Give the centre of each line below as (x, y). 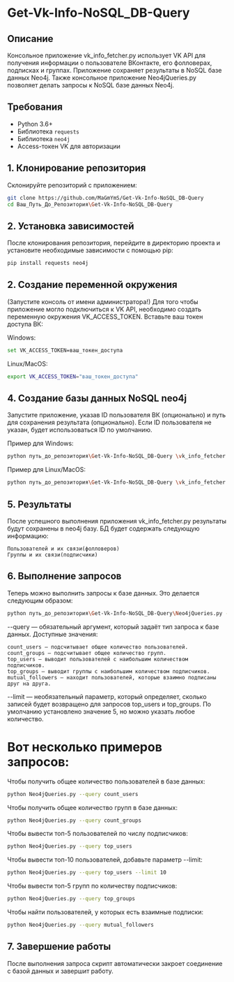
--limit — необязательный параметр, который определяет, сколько (107, 696)
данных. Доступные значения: (53, 634)
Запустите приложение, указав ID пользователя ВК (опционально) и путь (117, 415)
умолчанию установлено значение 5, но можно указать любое (101, 712)
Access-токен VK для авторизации (69, 146)
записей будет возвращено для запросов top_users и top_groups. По (109, 704)
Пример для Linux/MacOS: (46, 470)
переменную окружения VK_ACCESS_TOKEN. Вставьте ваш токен (105, 317)
